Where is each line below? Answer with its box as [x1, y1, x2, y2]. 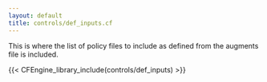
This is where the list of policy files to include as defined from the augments [8, 41, 259, 50]
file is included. [8, 49, 59, 59]
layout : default [8, 11, 63, 20]
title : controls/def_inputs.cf [8, 19, 113, 27]
